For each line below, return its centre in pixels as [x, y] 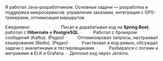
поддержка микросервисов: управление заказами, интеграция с [75, 12]
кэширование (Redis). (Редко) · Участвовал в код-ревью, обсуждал [81, 43]
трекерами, [17, 17]
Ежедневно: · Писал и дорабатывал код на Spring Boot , [78, 27]
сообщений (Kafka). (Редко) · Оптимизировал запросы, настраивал [81, 37]
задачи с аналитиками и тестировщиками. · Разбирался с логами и [81, 48]
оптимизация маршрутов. [58, 17]
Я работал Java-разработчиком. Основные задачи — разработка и [77, 7]
